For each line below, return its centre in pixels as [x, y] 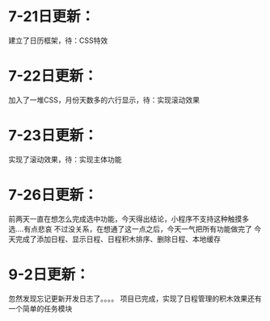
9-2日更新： [49, 274]
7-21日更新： [52, 17]
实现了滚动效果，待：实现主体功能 [65, 159]
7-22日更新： [53, 76]
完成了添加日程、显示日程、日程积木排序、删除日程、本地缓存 [118, 239]
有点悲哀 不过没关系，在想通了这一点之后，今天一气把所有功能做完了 [138, 229]
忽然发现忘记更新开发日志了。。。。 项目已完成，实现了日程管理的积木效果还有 [135, 298]
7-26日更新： [53, 195]
